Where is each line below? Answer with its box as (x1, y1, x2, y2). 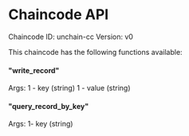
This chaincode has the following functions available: (8, 47, 183, 56)
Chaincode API (8, 6, 109, 24)
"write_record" (8, 65, 60, 75)
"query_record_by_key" (8, 101, 89, 111)
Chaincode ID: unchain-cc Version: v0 (8, 32, 134, 41)
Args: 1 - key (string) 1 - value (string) (8, 84, 131, 93)
